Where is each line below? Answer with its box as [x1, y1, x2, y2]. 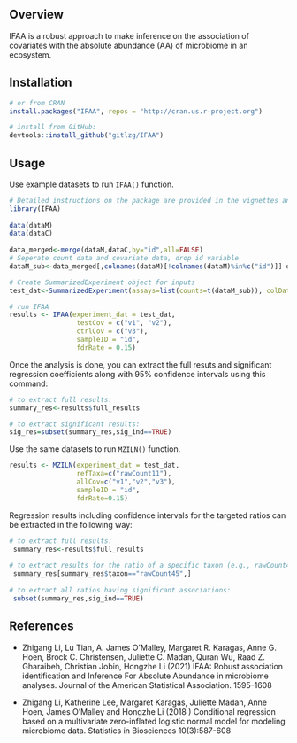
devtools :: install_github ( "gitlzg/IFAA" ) [9, 131, 164, 140]
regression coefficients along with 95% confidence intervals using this [9, 368, 266, 379]
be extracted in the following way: [9, 519, 133, 530]
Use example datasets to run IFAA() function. [9, 179, 174, 190]
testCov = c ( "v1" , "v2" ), [76, 319, 172, 328]
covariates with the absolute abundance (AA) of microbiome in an [9, 40, 248, 50]
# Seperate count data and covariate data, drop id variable [9, 254, 240, 263]
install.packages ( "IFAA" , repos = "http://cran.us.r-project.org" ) [9, 106, 263, 116]
